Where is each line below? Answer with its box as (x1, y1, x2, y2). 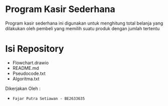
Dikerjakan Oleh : (5, 85, 41, 91)
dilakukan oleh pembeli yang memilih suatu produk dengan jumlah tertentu (5, 25, 160, 31)
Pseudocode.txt (12, 70, 46, 76)
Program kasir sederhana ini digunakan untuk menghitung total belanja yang (5, 20, 163, 26)
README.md (12, 65, 39, 71)
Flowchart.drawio (12, 59, 49, 66)
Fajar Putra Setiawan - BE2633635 (12, 96, 85, 101)
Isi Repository (5, 43, 64, 55)
